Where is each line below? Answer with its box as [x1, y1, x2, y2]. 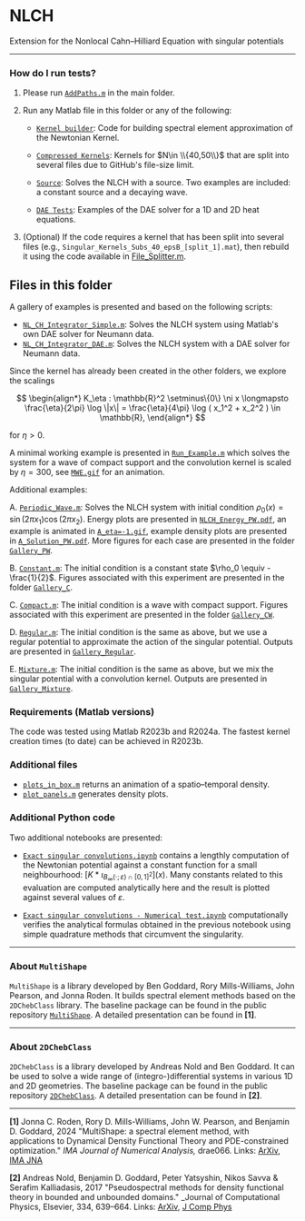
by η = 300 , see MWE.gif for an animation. [9, 467, 165, 478]
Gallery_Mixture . [9, 682, 74, 693]
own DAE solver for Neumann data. [22, 329, 154, 340]
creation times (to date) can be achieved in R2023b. [9, 735, 204, 746]
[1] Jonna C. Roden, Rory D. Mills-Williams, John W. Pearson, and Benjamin [9, 1117, 290, 1127]
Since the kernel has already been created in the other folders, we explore [9, 365, 287, 377]
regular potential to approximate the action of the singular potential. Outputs [9, 636, 293, 647]
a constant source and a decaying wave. [35, 187, 188, 198]
